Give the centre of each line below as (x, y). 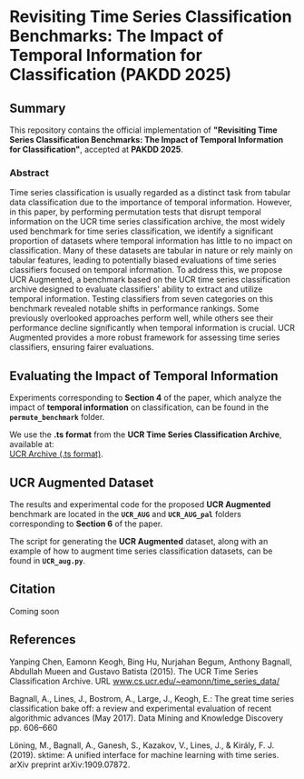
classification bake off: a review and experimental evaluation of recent (141, 708)
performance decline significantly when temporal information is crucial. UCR (152, 328)
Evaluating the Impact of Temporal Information (144, 376)
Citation (33, 589)
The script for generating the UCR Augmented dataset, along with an (139, 541)
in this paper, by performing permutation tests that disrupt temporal (135, 212)
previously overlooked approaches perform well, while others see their (142, 318)
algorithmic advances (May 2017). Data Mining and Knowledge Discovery (147, 718)
